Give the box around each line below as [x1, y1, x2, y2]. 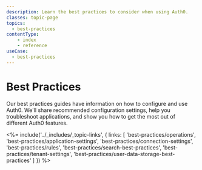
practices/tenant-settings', [6, 150, 73, 157]
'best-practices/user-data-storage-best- [73, 150, 175, 157]
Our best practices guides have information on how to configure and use [6, 100, 188, 107]
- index [17, 37, 36, 43]
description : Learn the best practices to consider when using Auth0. [6, 8, 189, 15]
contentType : [6, 31, 39, 38]
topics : [6, 20, 26, 26]
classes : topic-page [6, 15, 59, 21]
